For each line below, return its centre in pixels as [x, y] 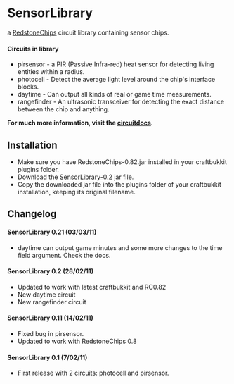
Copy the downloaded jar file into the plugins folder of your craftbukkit [119, 184]
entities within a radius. [51, 72]
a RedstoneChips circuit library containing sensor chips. [88, 32]
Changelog [32, 214]
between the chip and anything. [63, 109]
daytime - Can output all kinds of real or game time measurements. [115, 94]
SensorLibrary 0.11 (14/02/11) [50, 318]
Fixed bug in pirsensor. [51, 333]
